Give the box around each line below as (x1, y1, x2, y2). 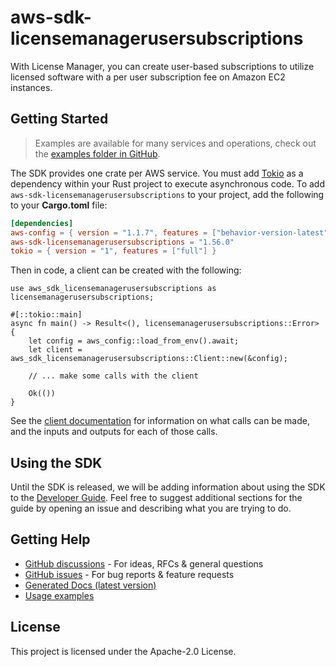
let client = (28, 345, 83, 355)
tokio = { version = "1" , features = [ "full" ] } (10, 246, 217, 256)
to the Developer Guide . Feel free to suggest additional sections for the (10, 492, 303, 504)
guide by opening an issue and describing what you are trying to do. (10, 502, 292, 515)
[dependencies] (10, 218, 74, 228)
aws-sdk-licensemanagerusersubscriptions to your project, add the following (10, 188, 325, 200)
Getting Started (10, 111, 109, 128)
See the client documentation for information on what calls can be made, (10, 415, 310, 427)
